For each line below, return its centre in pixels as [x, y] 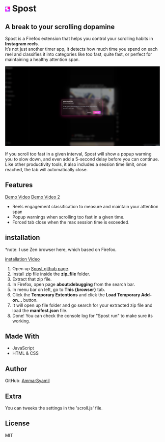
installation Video [23, 259]
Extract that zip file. [32, 279]
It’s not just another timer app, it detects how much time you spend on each [82, 49]
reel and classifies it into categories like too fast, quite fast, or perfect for [79, 54]
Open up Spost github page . [41, 268]
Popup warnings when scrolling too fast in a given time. [68, 217]
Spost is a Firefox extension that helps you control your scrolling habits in [79, 38]
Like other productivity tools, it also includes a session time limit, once [76, 164]
